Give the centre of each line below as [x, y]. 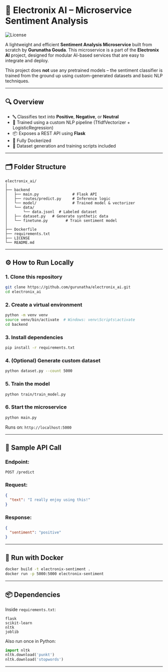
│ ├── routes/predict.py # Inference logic [58, 198]
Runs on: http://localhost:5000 [38, 427]
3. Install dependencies [34, 337]
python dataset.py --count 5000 [39, 371]
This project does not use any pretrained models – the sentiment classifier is [84, 70]
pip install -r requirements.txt [40, 348]
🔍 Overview [24, 102]
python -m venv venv [27, 315]
